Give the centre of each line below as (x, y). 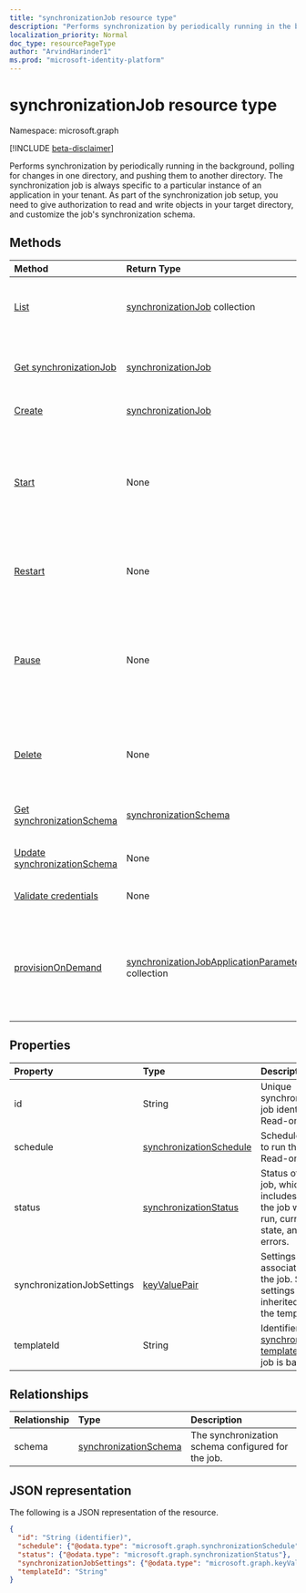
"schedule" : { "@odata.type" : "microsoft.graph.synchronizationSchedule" (158, 1546)
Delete (28, 755)
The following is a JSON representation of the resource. (114, 1513)
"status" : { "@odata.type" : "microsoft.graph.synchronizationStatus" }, (154, 1555)
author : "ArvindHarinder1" (61, 52)
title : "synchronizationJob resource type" (93, 18)
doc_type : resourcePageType (63, 43)
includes (279, 1196)
